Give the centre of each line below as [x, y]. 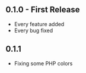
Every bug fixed [34, 30]
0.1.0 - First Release [43, 10]
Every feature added [39, 24]
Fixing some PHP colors [43, 63]
